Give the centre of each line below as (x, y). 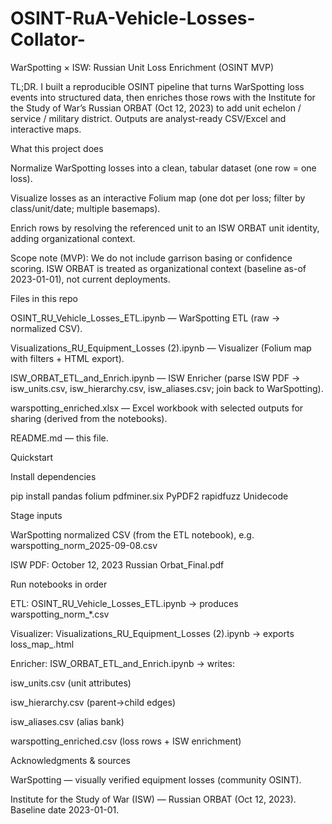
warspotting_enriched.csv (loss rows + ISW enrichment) (126, 741)
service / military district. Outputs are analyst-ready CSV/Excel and (148, 118)
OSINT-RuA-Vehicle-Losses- (133, 18)
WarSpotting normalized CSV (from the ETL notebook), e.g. (132, 534)
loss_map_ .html (42, 644)
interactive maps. (46, 129)
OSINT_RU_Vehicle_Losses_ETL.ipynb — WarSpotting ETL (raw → (145, 318)
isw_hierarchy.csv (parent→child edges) (93, 702)
